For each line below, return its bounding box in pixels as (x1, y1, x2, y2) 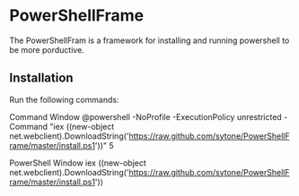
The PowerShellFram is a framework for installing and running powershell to (9, 35, 290, 46)
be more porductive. (9, 44, 85, 55)
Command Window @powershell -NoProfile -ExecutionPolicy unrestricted (9, 111, 283, 122)
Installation (9, 71, 74, 86)
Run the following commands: (9, 94, 119, 105)
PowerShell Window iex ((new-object (9, 158, 146, 168)
